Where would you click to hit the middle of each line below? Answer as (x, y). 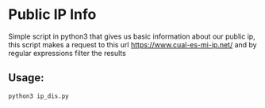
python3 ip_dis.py (38, 96)
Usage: (27, 78)
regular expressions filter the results (67, 53)
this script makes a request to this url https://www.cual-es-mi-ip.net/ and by (132, 44)
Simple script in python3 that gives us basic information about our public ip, (132, 36)
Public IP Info (52, 15)
